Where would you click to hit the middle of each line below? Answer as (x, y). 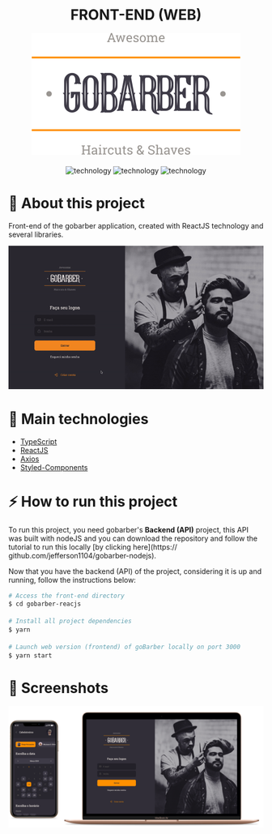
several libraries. (36, 234)
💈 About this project (77, 203)
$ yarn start (30, 655)
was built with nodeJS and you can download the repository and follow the (133, 538)
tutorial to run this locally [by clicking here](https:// (93, 547)
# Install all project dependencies (70, 622)
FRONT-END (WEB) (136, 15)
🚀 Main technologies (79, 419)
